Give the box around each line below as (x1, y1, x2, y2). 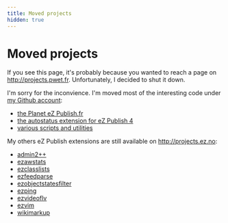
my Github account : (7, 96, 63, 105)
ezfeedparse (16, 172, 53, 181)
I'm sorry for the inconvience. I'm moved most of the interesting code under (7, 89, 221, 97)
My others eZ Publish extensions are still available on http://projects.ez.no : (7, 137, 218, 146)
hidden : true (7, 16, 45, 23)
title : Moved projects (7, 10, 72, 17)
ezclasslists (16, 165, 50, 173)
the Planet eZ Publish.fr (16, 109, 84, 118)
